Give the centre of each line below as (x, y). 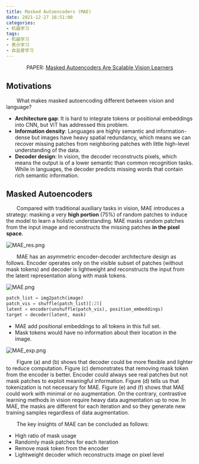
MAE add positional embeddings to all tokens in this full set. (88, 326)
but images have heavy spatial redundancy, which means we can (111, 137)
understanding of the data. (47, 150)
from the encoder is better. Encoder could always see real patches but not (97, 374)
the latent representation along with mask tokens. (67, 276)
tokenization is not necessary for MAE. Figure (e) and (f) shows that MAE (95, 387)
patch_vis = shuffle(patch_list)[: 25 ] (54, 304)
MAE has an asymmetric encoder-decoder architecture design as (97, 257)
